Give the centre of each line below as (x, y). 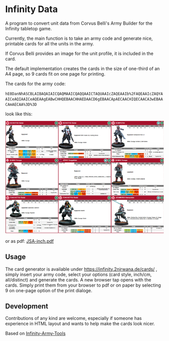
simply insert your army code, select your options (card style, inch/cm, (78, 274)
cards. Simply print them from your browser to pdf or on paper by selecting (83, 285)
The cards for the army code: (36, 84)
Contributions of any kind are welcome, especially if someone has (73, 318)
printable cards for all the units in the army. (50, 43)
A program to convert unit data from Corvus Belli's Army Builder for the (79, 23)
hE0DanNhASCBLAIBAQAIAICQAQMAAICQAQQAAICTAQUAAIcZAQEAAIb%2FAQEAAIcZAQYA (84, 94)
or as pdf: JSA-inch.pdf (29, 241)
